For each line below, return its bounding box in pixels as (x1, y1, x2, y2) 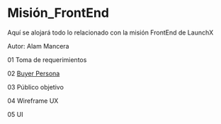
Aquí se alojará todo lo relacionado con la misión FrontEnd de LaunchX (7, 28, 214, 37)
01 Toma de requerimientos (7, 55, 87, 64)
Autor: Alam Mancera (7, 42, 69, 50)
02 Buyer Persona (7, 69, 60, 77)
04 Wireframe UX (7, 97, 59, 105)
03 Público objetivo (7, 82, 64, 91)
